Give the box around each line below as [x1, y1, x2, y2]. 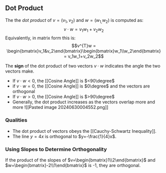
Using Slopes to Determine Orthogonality [5, 146, 107, 153]
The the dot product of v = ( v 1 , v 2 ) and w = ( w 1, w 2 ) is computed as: [5, 17, 144, 24]
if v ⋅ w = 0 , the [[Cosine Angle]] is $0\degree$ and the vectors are [12, 83, 151, 89]
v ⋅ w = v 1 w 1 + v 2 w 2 [63, 26, 104, 33]
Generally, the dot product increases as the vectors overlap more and [12, 99, 156, 105]
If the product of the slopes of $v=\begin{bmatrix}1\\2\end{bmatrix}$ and [5, 157, 156, 163]
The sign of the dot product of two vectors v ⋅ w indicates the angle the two [5, 63, 161, 69]
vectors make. [5, 68, 34, 74]
